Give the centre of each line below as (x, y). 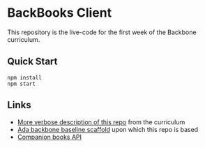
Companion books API (50, 137)
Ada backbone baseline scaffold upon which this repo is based (108, 129)
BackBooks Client (60, 13)
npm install (24, 77)
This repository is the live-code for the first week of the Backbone (102, 32)
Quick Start (32, 62)
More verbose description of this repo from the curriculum (101, 122)
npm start (22, 84)
